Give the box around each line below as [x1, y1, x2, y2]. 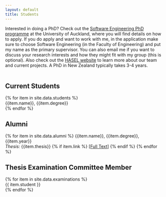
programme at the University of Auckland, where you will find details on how [5, 31, 162, 37]
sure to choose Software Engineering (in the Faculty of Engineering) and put [5, 41, 161, 47]
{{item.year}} [5, 138, 32, 144]
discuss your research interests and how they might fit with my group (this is [5, 51, 162, 57]
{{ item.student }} [5, 181, 41, 187]
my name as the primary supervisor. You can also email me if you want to [5, 47, 155, 52]
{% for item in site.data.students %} [5, 95, 78, 101]
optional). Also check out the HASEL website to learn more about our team [5, 57, 157, 63]
